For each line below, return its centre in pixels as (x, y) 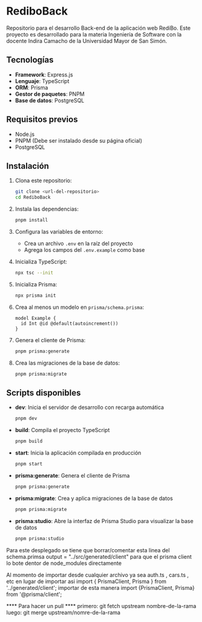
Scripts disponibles (44, 393)
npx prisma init (35, 296)
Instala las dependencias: (47, 209)
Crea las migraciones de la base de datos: (67, 363)
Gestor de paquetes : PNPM (50, 94)
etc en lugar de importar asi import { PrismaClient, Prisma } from (86, 581)
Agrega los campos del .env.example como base (84, 250)
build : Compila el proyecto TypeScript (62, 430)
